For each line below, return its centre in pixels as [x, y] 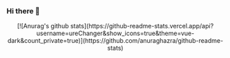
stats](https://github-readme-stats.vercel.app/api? [142, 26]
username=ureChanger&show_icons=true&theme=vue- [115, 33]
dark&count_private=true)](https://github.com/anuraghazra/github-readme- [115, 41]
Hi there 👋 [23, 11]
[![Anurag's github [43, 26]
